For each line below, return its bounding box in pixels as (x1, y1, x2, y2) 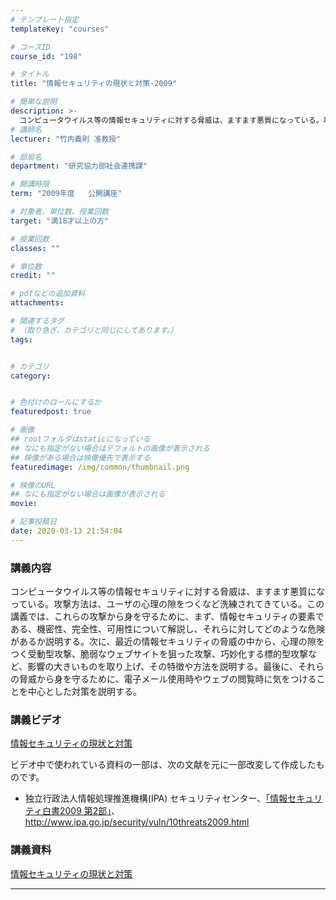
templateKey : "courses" (10, 24, 110, 34)
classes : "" (10, 243, 60, 253)
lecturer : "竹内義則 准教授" (10, 134, 122, 144)
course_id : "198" (10, 51, 83, 61)
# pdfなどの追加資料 (10, 289, 86, 299)
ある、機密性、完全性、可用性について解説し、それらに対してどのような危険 (10, 623, 326, 635)
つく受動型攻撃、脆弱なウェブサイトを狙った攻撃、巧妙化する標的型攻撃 (10, 648, 308, 660)
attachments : (10, 298, 65, 308)
